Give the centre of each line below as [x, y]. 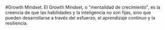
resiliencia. [16, 23]
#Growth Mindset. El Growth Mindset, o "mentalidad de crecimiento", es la [83, 7]
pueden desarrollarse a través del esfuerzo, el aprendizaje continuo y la [80, 18]
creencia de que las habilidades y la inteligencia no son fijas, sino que [78, 12]
